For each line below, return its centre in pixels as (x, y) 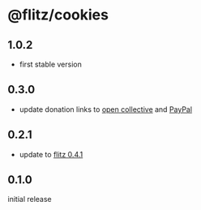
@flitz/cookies (58, 15)
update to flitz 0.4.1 (51, 154)
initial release (30, 199)
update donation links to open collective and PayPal (105, 109)
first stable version (50, 64)
